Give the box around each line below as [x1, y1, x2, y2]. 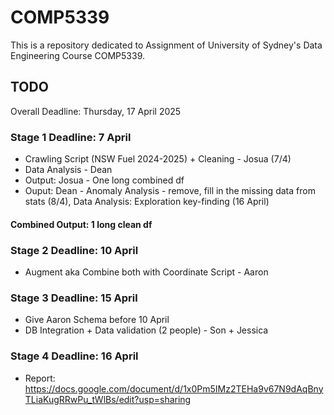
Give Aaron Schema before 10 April [24, 314, 170, 326]
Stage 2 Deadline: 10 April [10, 243, 139, 257]
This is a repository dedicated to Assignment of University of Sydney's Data [10, 39, 323, 51]
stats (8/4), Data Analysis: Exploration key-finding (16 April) [24, 196, 270, 208]
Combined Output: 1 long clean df [10, 218, 153, 230]
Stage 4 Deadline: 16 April [10, 349, 139, 363]
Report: [24, 372, 56, 384]
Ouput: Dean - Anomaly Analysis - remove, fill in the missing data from [24, 185, 316, 197]
